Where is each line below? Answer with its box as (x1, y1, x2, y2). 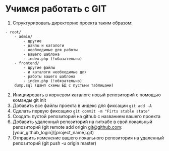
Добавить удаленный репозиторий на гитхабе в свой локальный (12, 119, 152, 125)
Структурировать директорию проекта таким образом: (12, 20, 133, 26)
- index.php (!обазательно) (23, 56, 82, 61)
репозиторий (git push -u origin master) (12, 140, 97, 146)
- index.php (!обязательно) (23, 78, 82, 84)
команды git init (12, 97, 46, 103)
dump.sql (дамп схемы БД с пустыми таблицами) (14, 83, 114, 88)
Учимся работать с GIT (5, 3, 107, 15)
